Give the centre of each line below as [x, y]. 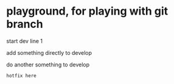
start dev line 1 [25, 41]
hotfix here [21, 75]
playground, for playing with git [87, 11]
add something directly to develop [49, 52]
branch [25, 24]
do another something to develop [48, 65]
